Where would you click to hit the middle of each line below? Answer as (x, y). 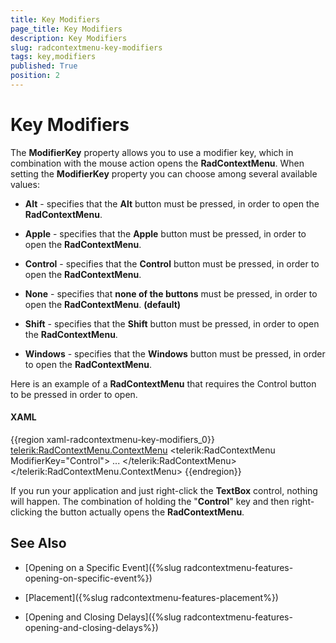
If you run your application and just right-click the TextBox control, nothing (164, 491)
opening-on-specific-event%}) (88, 578)
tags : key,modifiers (53, 57)
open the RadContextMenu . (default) (103, 304)
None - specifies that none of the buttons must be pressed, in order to (171, 293)
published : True (44, 66)
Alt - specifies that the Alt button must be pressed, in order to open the (172, 203)
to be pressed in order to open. (74, 394)
